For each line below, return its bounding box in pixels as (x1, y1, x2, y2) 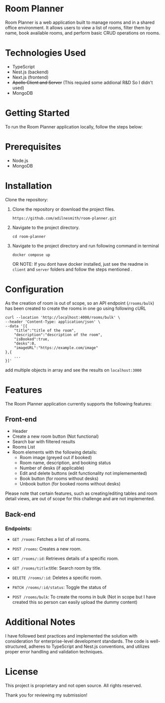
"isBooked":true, (14, 337, 50, 342)
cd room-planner (12, 234, 46, 239)
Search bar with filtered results (12, 439, 76, 445)
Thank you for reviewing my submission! (5, 692, 88, 698)
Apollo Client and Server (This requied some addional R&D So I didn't (12, 79, 153, 85)
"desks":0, (14, 341, 37, 346)
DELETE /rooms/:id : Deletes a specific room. (12, 575, 102, 581)
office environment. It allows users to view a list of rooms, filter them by (5, 24, 151, 30)
